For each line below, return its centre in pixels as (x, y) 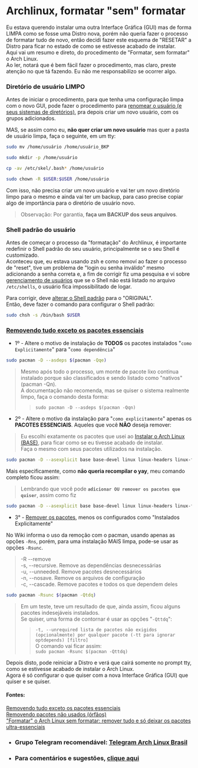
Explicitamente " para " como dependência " (65, 350)
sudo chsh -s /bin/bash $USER (43, 315)
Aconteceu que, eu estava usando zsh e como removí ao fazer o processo (96, 262)
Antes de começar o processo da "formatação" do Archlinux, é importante (96, 243)
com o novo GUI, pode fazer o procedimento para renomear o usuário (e (94, 106)
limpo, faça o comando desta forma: (65, 397)
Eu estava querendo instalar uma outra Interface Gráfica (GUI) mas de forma (99, 27)
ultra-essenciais (26, 727)
